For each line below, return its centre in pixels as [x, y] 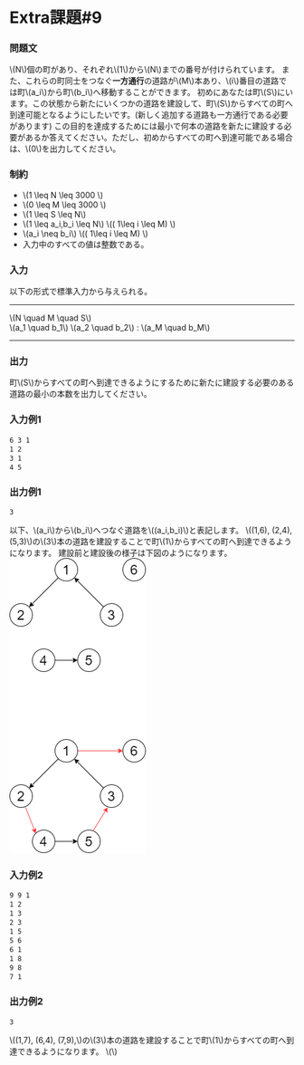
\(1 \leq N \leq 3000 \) [63, 195]
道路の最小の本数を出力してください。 [81, 394]
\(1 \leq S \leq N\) [54, 214]
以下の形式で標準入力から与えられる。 [81, 292]
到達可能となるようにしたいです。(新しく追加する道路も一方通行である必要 [149, 115]
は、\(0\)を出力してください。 [65, 149]
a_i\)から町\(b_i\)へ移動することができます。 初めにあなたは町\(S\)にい [162, 92]
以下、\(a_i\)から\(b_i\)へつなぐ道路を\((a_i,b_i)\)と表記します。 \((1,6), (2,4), [151, 530]
